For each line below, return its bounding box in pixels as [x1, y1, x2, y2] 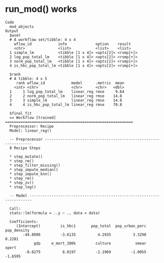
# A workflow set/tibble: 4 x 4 [9, 37, 76, 42]
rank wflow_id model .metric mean [16, 80, 125, 85]
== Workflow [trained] [9, 115, 56, 120]
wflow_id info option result [14, 41, 131, 47]
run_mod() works [5, 3, 77, 15]
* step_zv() [9, 180, 34, 185]
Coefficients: [9, 219, 38, 224]
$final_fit [9, 110, 32, 116]
